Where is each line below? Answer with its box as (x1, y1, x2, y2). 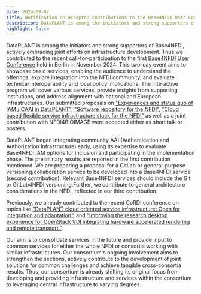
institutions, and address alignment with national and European (6, 93, 162, 100)
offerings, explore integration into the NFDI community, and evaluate (6, 74, 175, 81)
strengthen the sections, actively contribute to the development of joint (6, 256, 181, 263)
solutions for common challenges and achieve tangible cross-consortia (6, 262, 181, 269)
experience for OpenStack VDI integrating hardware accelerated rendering (6, 218, 190, 226)
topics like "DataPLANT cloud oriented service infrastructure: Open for (6, 205, 181, 213)
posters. (6, 125, 27, 132)
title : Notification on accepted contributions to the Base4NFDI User (6, 14, 186, 20)
